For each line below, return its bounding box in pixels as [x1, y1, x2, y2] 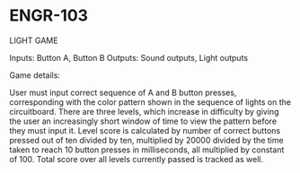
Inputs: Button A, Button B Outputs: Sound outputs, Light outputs [9, 52, 249, 63]
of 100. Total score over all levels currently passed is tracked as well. [9, 153, 263, 164]
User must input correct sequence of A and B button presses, [9, 87, 237, 98]
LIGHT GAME [9, 35, 58, 46]
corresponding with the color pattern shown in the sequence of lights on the [9, 96, 292, 108]
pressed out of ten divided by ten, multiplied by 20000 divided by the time [9, 134, 285, 145]
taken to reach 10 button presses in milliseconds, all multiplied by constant [9, 144, 285, 155]
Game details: [9, 69, 61, 81]
